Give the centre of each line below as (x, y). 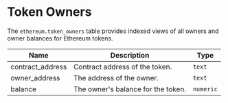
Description (130, 55)
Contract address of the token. (123, 67)
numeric (205, 89)
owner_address (35, 78)
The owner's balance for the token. (130, 89)
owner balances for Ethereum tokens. (60, 38)
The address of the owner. (116, 78)
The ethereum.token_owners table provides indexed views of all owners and (113, 31)
